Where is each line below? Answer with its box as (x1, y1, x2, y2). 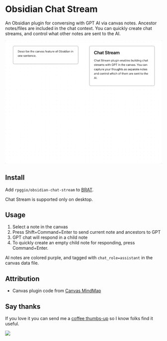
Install (5, 173, 25, 182)
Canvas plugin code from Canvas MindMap (12, 288, 101, 294)
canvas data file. (5, 260, 39, 266)
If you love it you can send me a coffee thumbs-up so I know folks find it (5, 315, 153, 321)
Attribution (5, 274, 40, 283)
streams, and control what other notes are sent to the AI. (5, 30, 121, 36)
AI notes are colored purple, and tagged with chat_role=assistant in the (5, 255, 153, 261)
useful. (5, 321, 19, 327)
